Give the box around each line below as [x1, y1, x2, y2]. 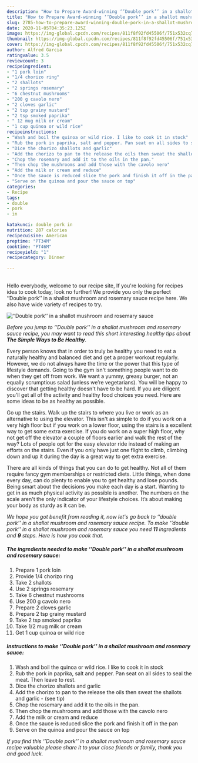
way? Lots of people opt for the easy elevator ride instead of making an [6, 440, 180, 447]
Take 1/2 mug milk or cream [15, 623, 83, 630]
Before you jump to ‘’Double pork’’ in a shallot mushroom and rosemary [6, 324, 181, 331]
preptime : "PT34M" [6, 238, 52, 244]
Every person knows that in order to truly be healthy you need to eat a [6, 348, 176, 355]
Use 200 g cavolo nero [15, 598, 71, 605]
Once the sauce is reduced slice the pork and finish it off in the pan [15, 720, 179, 727]
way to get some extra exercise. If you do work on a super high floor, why [6, 428, 185, 435]
